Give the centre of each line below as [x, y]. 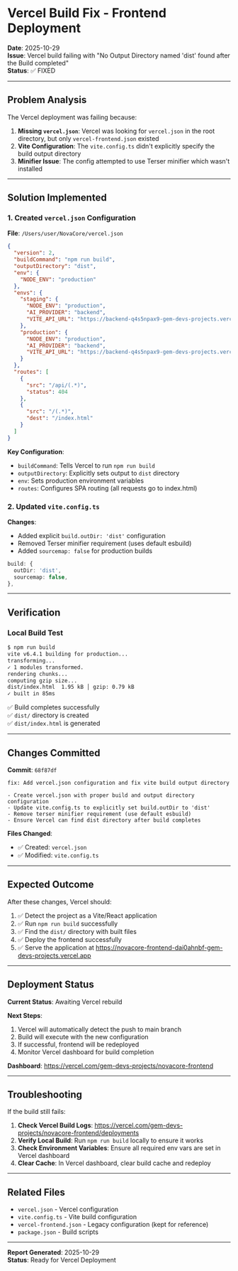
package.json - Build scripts [58, 1232]
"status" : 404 [47, 392]
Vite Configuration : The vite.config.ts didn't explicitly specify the [116, 146]
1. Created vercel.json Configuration [72, 218]
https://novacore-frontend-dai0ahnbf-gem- [159, 948]
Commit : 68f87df [32, 770]
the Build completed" [38, 63]
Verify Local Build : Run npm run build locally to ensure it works [110, 1141]
